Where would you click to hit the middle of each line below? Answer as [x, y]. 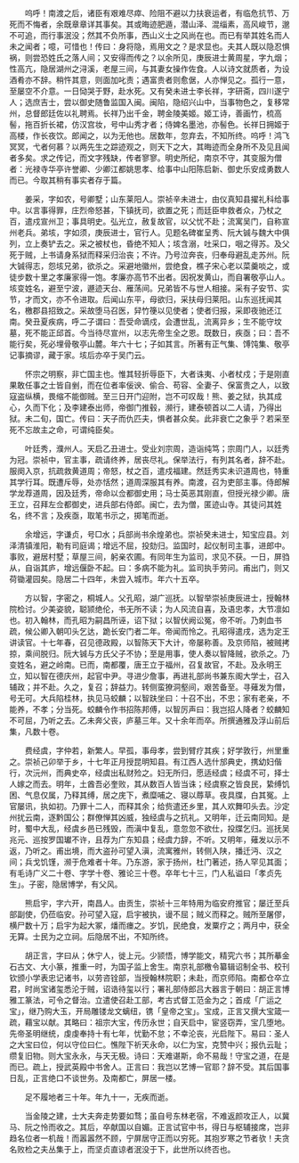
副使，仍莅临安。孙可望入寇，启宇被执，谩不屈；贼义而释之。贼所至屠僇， [153, 914]
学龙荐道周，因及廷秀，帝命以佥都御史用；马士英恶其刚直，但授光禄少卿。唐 [149, 493]
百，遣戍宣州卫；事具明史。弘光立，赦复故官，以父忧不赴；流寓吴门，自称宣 [149, 221]
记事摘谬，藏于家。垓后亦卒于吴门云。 [79, 355]
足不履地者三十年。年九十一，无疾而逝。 [99, 1097]
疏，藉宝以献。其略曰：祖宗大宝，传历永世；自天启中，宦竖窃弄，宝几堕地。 [149, 1022]
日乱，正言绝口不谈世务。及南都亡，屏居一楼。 [95, 1078]
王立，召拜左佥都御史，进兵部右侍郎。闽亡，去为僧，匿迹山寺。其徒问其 [141, 504]
